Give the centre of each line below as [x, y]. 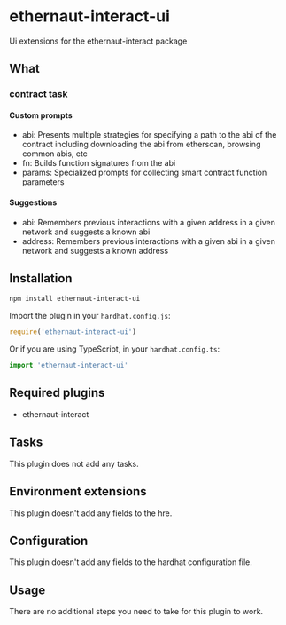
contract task [39, 94]
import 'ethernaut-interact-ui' [69, 366]
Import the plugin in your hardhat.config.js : [90, 316]
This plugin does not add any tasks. [74, 463]
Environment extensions [78, 491]
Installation [41, 278]
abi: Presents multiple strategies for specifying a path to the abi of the [149, 135]
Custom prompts [41, 115]
